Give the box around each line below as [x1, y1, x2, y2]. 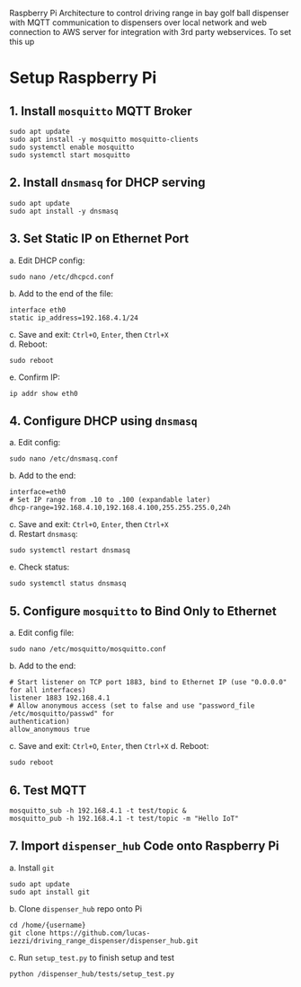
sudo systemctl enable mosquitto [9, 143, 135, 152]
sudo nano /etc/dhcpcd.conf [9, 272, 115, 281]
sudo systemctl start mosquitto [9, 151, 130, 160]
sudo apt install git [9, 887, 91, 896]
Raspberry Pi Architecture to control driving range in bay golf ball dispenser [9, 8, 289, 18]
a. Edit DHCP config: [9, 255, 85, 266]
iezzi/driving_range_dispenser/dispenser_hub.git [9, 936, 199, 946]
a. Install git [9, 862, 55, 873]
